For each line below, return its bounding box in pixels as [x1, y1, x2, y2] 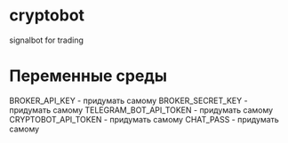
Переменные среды [9, 66, 167, 86]
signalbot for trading [9, 35, 84, 45]
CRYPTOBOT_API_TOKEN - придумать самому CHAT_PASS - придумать [9, 114, 280, 124]
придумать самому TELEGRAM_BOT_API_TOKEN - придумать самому [9, 104, 274, 115]
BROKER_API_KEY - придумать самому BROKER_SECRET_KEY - [9, 95, 248, 106]
